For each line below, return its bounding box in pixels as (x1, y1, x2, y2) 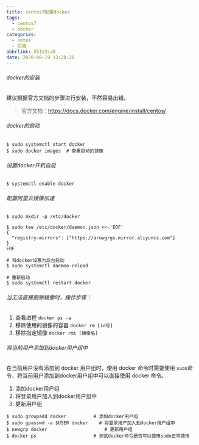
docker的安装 (6, 74, 40, 81)
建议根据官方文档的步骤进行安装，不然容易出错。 (6, 94, 129, 101)
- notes (12, 37, 32, 43)
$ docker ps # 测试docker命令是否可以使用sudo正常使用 (6, 433, 190, 439)
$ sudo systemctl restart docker (6, 280, 91, 286)
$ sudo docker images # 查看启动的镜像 (6, 148, 104, 154)
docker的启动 (6, 122, 40, 129)
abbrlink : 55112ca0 (6, 49, 56, 55)
